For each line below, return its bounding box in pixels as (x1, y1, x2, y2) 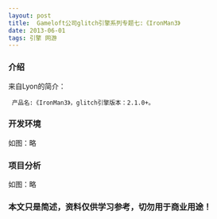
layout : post (8, 11, 52, 20)
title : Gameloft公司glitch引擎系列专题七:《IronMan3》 (8, 19, 181, 27)
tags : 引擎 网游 (8, 33, 57, 42)
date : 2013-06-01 (8, 26, 66, 34)
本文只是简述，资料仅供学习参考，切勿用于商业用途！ (8, 201, 212, 213)
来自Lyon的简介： (8, 81, 66, 91)
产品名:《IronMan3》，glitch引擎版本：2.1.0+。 (11, 99, 155, 107)
